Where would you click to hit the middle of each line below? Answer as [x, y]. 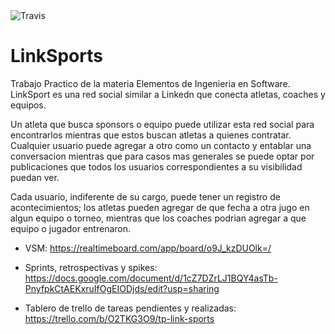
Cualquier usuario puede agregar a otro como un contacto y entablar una [161, 145]
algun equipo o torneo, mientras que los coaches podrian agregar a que [158, 218]
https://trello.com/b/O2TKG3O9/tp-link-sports [119, 318]
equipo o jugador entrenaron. [71, 228]
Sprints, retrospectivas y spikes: [91, 267]
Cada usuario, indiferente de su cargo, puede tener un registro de [145, 196]
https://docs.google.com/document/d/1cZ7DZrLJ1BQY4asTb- [151, 278]
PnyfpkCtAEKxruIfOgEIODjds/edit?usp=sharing [122, 288]
